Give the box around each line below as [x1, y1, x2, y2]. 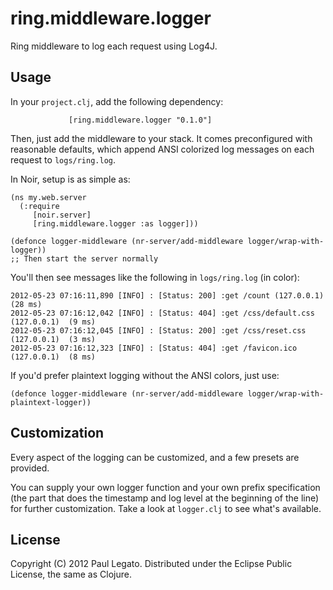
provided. [10, 462, 50, 474]
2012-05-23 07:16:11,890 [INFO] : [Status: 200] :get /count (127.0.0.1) [10, 290, 325, 301]
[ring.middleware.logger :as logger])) [32, 218, 199, 229]
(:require [19, 201, 60, 211]
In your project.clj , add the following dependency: [10, 95, 224, 107]
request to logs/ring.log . [10, 153, 117, 166]
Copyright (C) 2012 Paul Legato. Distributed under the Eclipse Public [10, 558, 293, 570]
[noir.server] [32, 210, 92, 220]
